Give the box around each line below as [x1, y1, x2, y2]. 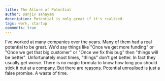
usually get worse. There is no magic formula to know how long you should [5, 60, 158, 66]
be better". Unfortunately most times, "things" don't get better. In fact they [5, 54, 156, 60]
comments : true [5, 26, 36, 30]
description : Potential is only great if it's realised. [5, 16, 125, 21]
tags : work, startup [5, 21, 48, 26]
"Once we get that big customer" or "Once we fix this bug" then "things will [5, 50, 159, 55]
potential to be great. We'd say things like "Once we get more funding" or [5, 44, 154, 50]
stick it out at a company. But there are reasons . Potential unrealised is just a [5, 65, 160, 71]
